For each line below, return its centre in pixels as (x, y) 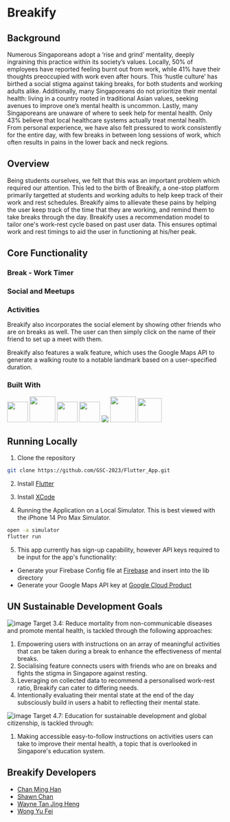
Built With (24, 385)
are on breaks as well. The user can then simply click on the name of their (112, 332)
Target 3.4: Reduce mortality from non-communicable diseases (123, 623)
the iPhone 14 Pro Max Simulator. (64, 518)
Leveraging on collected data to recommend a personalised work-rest (116, 680)
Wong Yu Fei (35, 811)
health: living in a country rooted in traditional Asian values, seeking (103, 98)
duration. (20, 367)
